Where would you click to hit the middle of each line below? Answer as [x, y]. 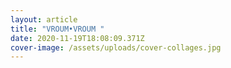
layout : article [44, 19]
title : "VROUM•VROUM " [57, 29]
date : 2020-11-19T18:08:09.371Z [77, 38]
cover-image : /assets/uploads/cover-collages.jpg [116, 47]
